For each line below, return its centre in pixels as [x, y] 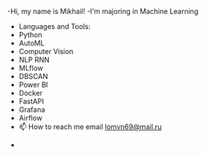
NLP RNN [34, 59]
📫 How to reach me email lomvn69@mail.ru [90, 127]
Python [30, 35]
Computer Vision [46, 51]
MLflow [31, 68]
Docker [31, 93]
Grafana [32, 110]
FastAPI [31, 101]
